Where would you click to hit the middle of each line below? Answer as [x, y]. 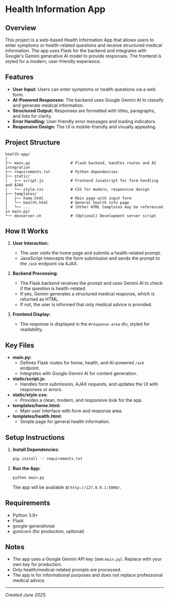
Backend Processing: [35, 273]
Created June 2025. [26, 595]
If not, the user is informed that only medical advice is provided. [86, 305]
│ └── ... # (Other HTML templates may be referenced [84, 207]
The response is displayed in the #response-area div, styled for [85, 324]
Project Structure [33, 143]
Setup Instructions [35, 437]
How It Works [27, 231]
